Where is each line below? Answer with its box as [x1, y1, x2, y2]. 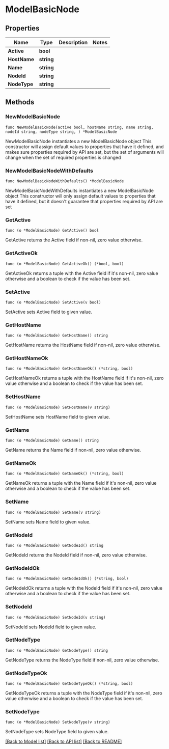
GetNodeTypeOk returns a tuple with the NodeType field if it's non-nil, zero [5, 690, 162, 696]
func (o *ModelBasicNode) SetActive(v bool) [5, 299, 101, 305]
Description [59, 39, 88, 46]
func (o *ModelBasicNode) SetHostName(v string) [5, 405, 110, 410]
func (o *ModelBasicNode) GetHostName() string [5, 333, 108, 338]
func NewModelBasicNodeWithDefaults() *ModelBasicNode [5, 178, 124, 184]
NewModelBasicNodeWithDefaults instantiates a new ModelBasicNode [5, 187, 154, 193]
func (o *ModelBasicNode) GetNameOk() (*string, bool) [5, 471, 124, 477]
